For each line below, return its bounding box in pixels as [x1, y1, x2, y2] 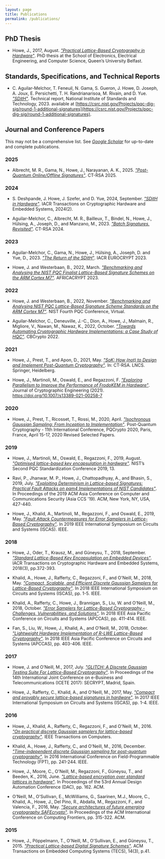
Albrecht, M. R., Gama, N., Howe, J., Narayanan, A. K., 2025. [12, 167, 134, 173]
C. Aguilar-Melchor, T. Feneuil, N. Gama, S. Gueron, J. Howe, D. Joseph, [12, 85, 158, 91]
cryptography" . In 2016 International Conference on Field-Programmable [12, 753, 160, 759]
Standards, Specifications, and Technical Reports [5, 72, 160, 81]
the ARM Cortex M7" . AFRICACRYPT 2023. [12, 274, 99, 280]
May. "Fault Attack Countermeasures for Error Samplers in [12, 516, 131, 522]
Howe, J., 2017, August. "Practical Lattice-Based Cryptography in [12, 48, 145, 54]
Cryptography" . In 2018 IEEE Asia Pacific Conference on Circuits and [12, 636, 152, 642]
